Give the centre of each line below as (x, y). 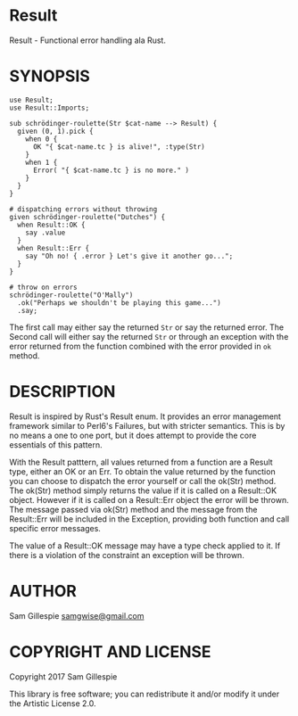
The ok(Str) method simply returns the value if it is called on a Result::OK (143, 490)
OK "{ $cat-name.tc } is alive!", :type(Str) (119, 147)
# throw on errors (43, 287)
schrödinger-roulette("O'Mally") (71, 295)
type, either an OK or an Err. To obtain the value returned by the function (142, 471)
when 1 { (41, 162)
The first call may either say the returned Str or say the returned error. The (146, 327)
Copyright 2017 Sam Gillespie (63, 676)
